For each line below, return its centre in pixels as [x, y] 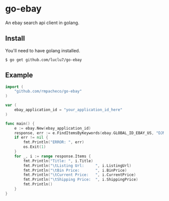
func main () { [20, 124]
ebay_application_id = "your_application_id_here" [68, 110]
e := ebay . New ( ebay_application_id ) [53, 128]
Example [19, 75]
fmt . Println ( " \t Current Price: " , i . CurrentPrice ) [80, 175]
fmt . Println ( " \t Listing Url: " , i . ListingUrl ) [77, 166]
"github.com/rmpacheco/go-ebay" [48, 91]
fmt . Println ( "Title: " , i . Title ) [58, 161]
